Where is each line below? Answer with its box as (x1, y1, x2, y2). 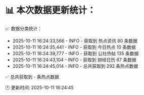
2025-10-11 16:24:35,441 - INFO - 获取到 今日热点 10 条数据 (12, 44, 136, 50)
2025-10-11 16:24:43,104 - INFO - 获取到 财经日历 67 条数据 (12, 57, 136, 63)
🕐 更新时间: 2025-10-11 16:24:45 (5, 84, 74, 90)
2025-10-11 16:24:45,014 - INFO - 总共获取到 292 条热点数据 (12, 63, 138, 69)
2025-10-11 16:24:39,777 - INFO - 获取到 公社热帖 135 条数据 (12, 50, 139, 56)
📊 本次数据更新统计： (5, 5, 96, 16)
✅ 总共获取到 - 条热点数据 (5, 74, 60, 80)
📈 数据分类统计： (5, 25, 42, 31)
